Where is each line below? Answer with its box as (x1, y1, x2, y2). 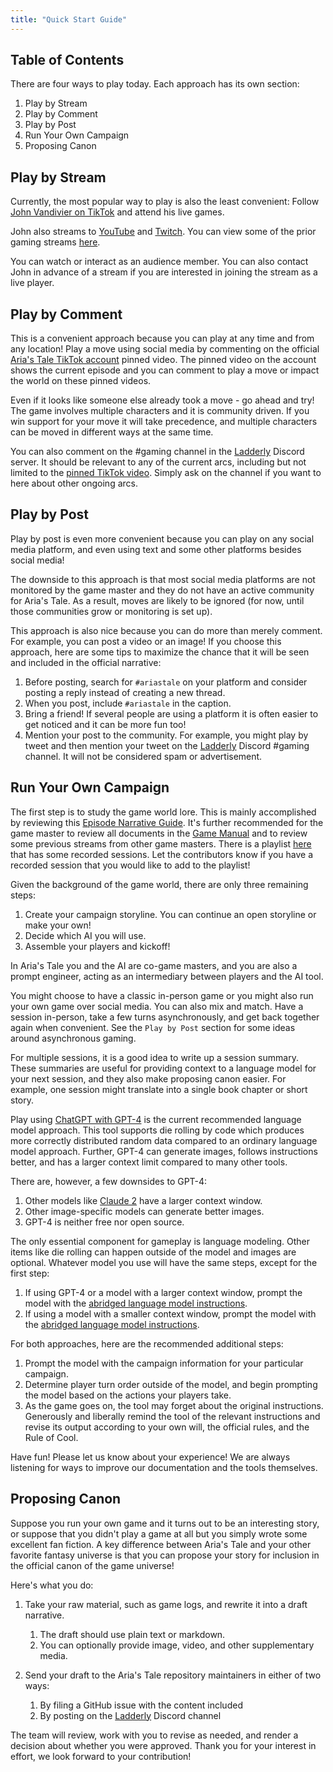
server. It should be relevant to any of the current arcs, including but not (10, 456, 307, 468)
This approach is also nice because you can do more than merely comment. (10, 624, 323, 636)
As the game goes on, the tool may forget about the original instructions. (24, 1399, 324, 1411)
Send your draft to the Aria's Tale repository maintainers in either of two (24, 1669, 322, 1681)
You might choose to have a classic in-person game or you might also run (10, 989, 314, 1001)
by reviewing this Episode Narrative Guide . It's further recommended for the (10, 816, 324, 828)
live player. (10, 277, 55, 289)
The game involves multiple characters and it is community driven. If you (10, 405, 310, 417)
